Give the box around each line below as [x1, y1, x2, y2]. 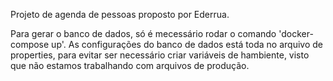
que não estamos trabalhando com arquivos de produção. [10, 60, 250, 71]
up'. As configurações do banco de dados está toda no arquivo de [51, 39, 323, 50]
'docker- [278, 28, 314, 39]
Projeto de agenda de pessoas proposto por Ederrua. [10, 9, 230, 20]
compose [10, 39, 50, 50]
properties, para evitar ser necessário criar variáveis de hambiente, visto [10, 49, 310, 61]
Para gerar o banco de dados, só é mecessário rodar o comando [10, 28, 277, 39]
